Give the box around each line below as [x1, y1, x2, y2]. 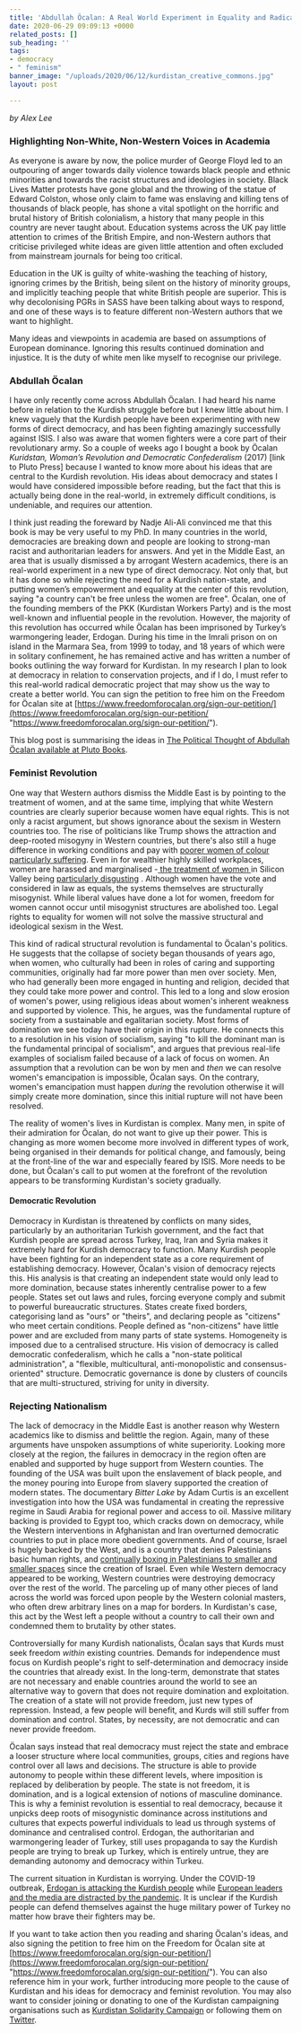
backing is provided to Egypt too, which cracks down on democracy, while [9, 1516, 284, 1527]
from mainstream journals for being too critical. [9, 250, 184, 261]
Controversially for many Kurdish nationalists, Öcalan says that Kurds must [9, 1638, 285, 1649]
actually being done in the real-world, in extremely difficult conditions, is [9, 490, 276, 501]
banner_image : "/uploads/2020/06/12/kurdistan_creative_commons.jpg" [9, 72, 275, 81]
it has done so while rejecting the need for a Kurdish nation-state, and [9, 574, 267, 585]
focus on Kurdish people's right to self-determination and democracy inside [9, 1657, 288, 1668]
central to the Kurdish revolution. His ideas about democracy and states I [9, 471, 278, 482]
